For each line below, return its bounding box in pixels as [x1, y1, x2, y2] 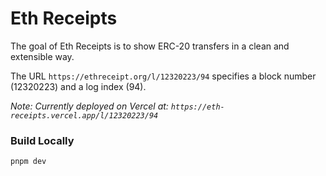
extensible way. [10, 50, 75, 62]
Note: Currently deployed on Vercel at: [10, 100, 169, 112]
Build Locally [10, 133, 75, 147]
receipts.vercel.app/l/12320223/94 [10, 110, 159, 121]
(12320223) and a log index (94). [10, 80, 147, 92]
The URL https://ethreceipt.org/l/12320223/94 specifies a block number [10, 70, 317, 82]
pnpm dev [10, 157, 47, 167]
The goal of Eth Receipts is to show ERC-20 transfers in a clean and [10, 40, 290, 52]
